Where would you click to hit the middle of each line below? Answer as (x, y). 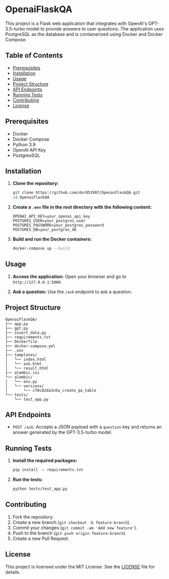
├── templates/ (21, 355)
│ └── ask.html (24, 364)
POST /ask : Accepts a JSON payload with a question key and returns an (87, 427)
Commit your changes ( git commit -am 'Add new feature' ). (75, 527)
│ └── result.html (27, 368)
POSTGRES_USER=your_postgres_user (49, 221)
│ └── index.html (26, 359)
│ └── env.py (21, 382)
